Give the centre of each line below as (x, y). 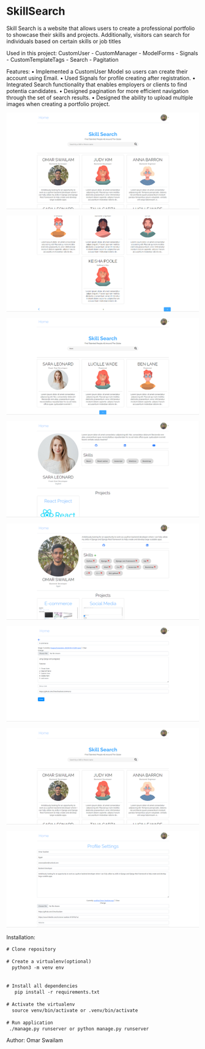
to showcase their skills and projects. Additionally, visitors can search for (98, 34)
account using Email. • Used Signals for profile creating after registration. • (101, 78)
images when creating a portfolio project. (58, 104)
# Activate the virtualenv (41, 1005)
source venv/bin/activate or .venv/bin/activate (75, 1011)
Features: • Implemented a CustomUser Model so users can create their (97, 71)
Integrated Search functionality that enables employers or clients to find (97, 85)
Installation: (21, 938)
